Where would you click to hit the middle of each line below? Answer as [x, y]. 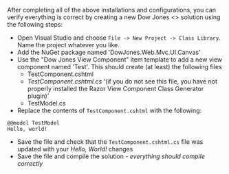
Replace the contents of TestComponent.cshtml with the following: [109, 110]
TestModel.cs [47, 103]
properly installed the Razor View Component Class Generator [116, 89]
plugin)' [38, 96]
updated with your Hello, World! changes [75, 149]
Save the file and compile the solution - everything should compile [111, 156]
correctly [30, 163]
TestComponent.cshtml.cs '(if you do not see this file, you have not [122, 81]
